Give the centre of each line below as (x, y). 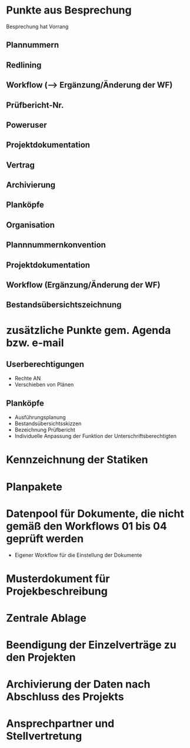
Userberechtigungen (45, 364)
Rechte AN (28, 378)
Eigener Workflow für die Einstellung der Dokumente (78, 555)
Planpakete (34, 487)
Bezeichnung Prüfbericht (45, 430)
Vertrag (21, 165)
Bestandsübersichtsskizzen (48, 423)
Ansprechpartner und (60, 724)
